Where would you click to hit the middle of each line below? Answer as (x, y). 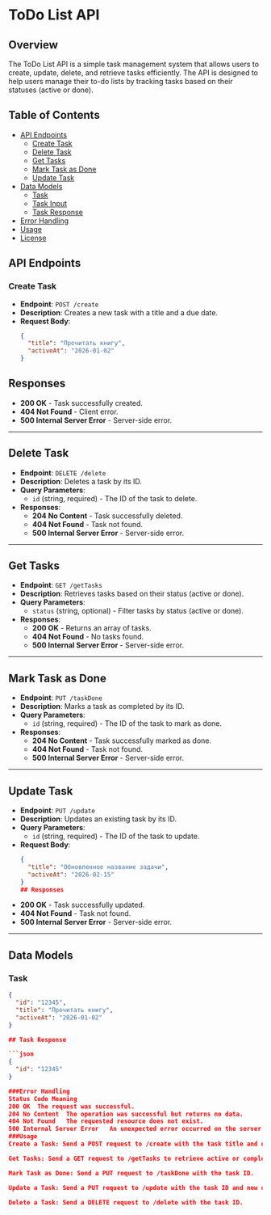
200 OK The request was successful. (72, 1106)
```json (21, 1054)
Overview (33, 45)
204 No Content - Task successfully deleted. (107, 516)
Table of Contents (54, 115)
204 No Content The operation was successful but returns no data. (126, 1114)
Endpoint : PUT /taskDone (61, 698)
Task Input (49, 203)
